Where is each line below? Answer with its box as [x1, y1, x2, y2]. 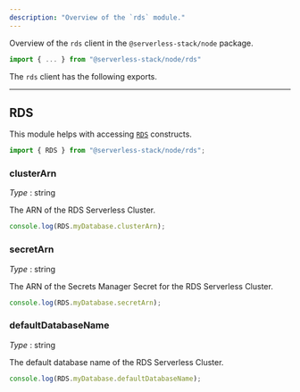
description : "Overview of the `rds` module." [9, 13, 186, 22]
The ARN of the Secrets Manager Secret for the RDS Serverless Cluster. [9, 280, 274, 291]
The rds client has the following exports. [9, 71, 158, 81]
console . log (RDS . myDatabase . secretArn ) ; [9, 298, 162, 307]
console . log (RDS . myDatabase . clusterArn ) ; [9, 222, 166, 231]
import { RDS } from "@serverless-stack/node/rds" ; [9, 146, 205, 155]
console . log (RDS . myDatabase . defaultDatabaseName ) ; [9, 374, 202, 383]
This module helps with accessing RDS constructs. [9, 129, 192, 139]
